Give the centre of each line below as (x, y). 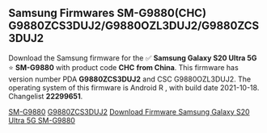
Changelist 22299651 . (46, 96)
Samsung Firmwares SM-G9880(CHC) (108, 13)
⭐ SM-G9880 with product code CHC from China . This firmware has (123, 67)
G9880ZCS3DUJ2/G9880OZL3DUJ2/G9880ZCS (134, 26)
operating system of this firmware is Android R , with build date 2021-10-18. (134, 87)
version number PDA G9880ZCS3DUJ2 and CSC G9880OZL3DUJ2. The (130, 79)
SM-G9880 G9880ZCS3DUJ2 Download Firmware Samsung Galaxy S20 (129, 111)
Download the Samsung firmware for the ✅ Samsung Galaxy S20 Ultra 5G (133, 58)
